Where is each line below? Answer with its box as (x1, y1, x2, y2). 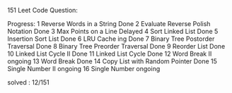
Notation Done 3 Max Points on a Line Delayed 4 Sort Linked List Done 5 (7, 27, 219, 35)
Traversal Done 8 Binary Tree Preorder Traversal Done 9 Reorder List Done (7, 42, 226, 50)
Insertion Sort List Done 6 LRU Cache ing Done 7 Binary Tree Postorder (7, 35, 215, 43)
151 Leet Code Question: (7, 6, 78, 14)
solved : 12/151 (7, 78, 50, 87)
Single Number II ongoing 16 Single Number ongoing (7, 65, 161, 73)
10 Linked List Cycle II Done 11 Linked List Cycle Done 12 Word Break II (7, 49, 212, 58)
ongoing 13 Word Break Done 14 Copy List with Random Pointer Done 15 (7, 57, 218, 66)
